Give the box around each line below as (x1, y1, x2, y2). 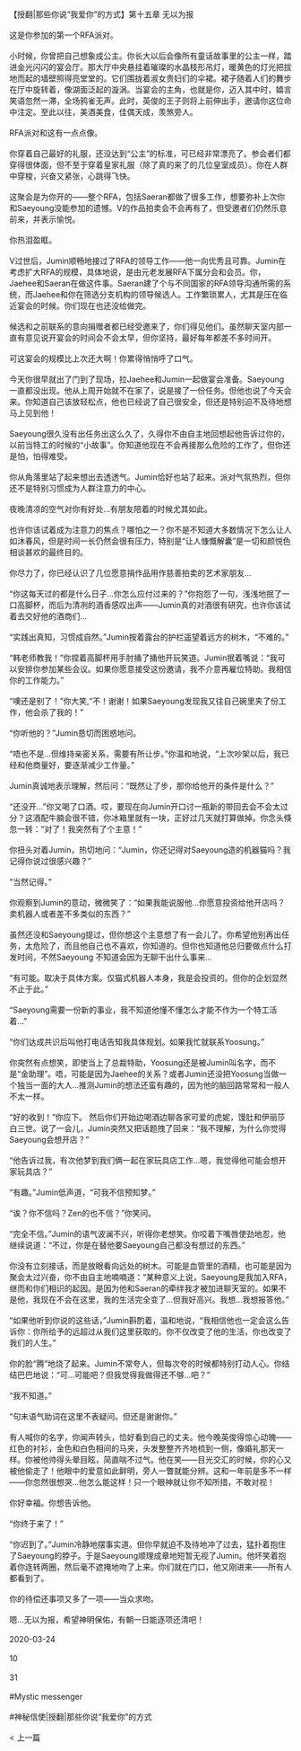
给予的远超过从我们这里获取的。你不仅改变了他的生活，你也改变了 (47, 1326, 292, 1337)
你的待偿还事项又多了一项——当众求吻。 (9, 1594, 159, 1604)
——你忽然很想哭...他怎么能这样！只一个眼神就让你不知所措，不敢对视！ (9, 1477, 276, 1487)
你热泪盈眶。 (9, 234, 56, 245)
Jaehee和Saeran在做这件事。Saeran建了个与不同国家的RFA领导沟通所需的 (9, 278, 284, 288)
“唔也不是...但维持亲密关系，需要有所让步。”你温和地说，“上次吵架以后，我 (9, 748, 282, 759)
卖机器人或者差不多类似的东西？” (9, 908, 132, 919)
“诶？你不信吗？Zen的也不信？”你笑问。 (9, 1207, 157, 1218)
